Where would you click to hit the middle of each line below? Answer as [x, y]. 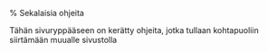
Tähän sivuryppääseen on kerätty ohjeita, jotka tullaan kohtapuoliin [134, 30]
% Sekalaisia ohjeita [47, 13]
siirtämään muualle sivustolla [63, 40]
